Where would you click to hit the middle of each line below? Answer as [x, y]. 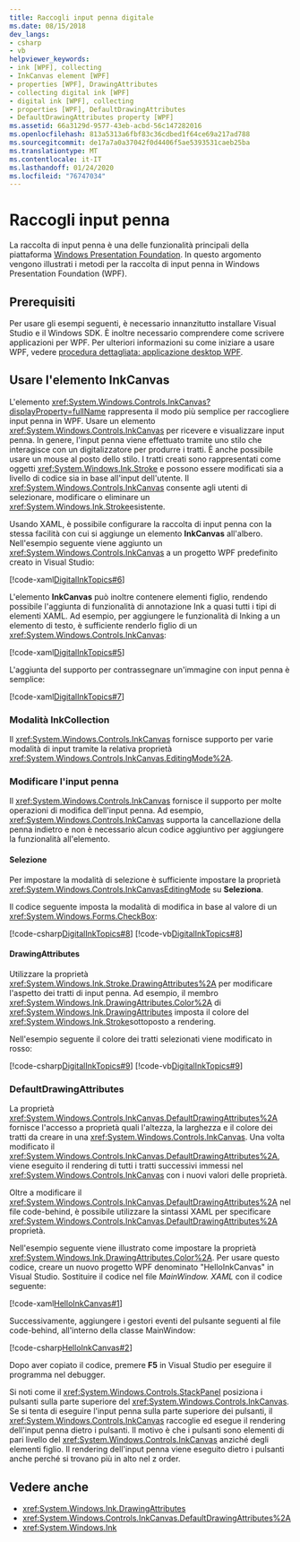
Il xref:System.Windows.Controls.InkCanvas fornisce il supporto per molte [146, 801]
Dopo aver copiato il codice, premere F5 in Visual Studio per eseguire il [140, 1365]
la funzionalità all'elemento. [60, 839]
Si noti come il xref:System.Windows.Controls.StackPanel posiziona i [136, 1392]
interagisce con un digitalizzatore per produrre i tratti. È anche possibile [141, 449]
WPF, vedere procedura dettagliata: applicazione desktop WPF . [126, 352]
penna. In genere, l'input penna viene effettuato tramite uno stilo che [136, 439]
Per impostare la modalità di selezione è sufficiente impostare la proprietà [145, 879]
